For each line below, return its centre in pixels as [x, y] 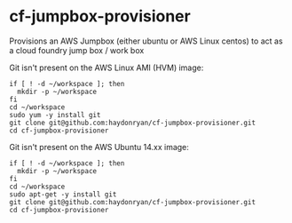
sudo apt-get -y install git [63, 194]
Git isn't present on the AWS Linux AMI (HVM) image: [107, 68]
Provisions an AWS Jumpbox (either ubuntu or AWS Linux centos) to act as [146, 41]
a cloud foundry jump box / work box [77, 50]
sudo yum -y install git [55, 115]
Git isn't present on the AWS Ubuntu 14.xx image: [99, 147]
